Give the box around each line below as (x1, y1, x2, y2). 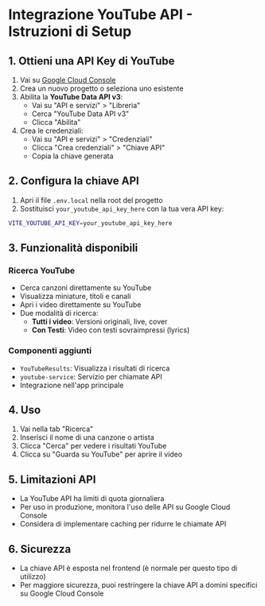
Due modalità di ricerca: (19, 309, 99, 318)
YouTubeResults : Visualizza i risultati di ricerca (19, 363, 170, 373)
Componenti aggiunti (8, 345, 92, 356)
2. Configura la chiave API (8, 174, 139, 188)
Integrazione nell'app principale (19, 380, 124, 390)
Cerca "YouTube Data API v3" (31, 109, 130, 118)
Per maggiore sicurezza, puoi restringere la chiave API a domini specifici (19, 581, 258, 590)
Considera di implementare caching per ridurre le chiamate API (19, 519, 227, 529)
